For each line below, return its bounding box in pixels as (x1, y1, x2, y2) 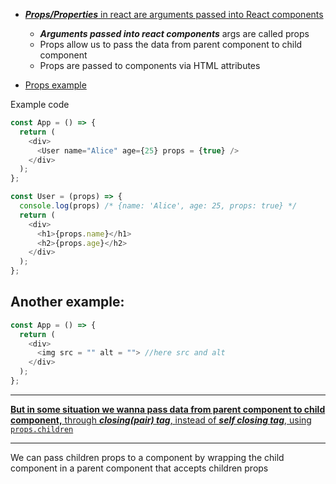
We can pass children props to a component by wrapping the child (10, 451, 285, 463)
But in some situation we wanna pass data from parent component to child (10, 403, 326, 415)
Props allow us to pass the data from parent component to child (39, 39, 303, 50)
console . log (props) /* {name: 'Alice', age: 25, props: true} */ (19, 201, 298, 211)
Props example (24, 79, 87, 91)
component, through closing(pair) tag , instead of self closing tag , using (10, 414, 312, 426)
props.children (10, 424, 74, 434)
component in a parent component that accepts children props (10, 462, 269, 474)
